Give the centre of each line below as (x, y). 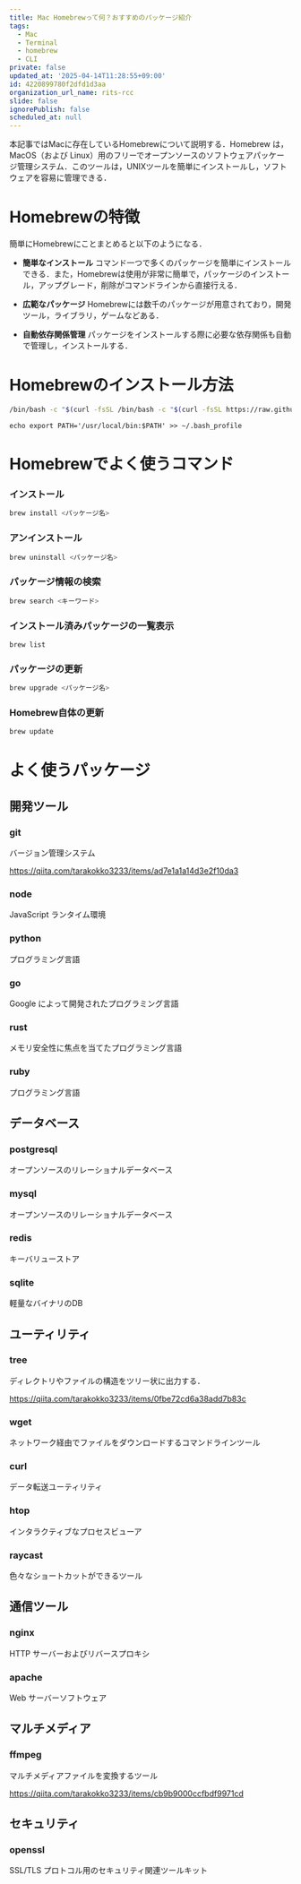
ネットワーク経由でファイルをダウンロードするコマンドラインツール (135, 1442)
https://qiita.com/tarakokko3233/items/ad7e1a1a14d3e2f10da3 (124, 871)
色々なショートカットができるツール (76, 1576)
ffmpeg (26, 1755)
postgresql (34, 1149)
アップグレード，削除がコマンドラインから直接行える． (140, 285)
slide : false (34, 101)
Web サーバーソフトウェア (58, 1698)
